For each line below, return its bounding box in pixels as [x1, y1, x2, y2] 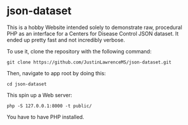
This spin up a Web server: [7, 91, 73, 98]
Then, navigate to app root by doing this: [7, 69, 106, 76]
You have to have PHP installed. [7, 113, 85, 120]
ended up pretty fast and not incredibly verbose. [7, 36, 125, 43]
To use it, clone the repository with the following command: [7, 47, 152, 55]
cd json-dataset [7, 81, 47, 87]
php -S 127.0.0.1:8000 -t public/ [7, 102, 93, 109]
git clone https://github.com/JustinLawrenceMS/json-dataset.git [7, 59, 171, 65]
